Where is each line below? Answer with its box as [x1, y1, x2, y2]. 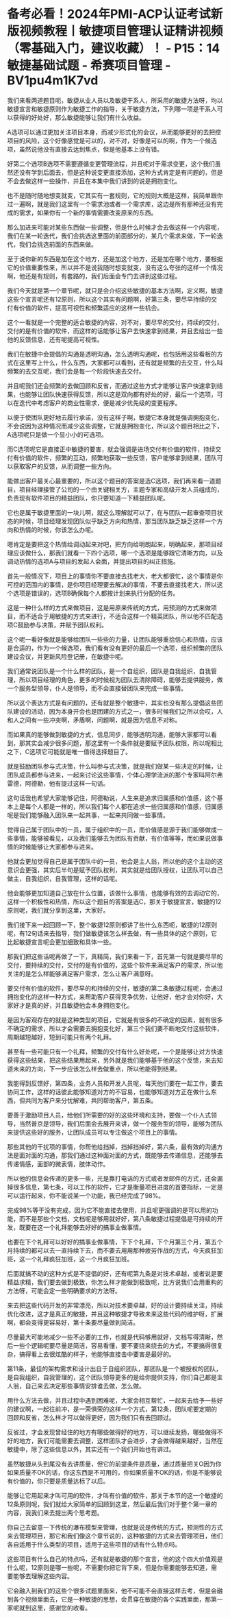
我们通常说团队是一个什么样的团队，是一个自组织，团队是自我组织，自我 [7, 666, 211, 675]
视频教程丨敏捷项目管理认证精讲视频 [19, 23, 224, 39]
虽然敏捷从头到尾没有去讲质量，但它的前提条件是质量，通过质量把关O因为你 [7, 1460, 222, 1468]
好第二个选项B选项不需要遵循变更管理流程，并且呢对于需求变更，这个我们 [7, 159, 216, 168]
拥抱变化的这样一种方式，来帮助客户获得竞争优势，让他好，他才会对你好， [7, 992, 217, 1001]
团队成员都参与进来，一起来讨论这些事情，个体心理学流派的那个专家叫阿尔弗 [7, 771, 223, 779]
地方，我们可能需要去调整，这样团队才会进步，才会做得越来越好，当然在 [18, 1436, 223, 1445]
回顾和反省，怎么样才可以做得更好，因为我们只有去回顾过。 [7, 1413, 175, 1421]
